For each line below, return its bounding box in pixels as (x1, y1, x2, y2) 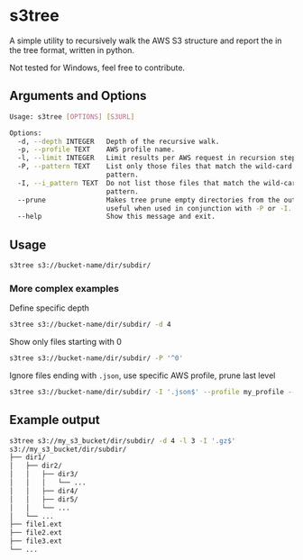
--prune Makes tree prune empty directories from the (17, 195, 280, 204)
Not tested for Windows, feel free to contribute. (9, 62, 186, 73)
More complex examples (9, 282, 120, 294)
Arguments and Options (9, 88, 147, 104)
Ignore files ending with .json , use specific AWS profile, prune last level (9, 370, 276, 381)
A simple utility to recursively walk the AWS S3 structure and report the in (9, 35, 282, 46)
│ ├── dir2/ (9, 461, 63, 471)
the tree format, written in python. (9, 44, 135, 55)
